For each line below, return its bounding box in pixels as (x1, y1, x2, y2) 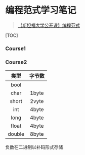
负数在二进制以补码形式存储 (5, 144, 63, 150)
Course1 (5, 45, 26, 52)
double (8, 131, 24, 138)
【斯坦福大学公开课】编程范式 (17, 22, 80, 28)
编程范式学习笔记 (5, 5, 77, 16)
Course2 (5, 59, 27, 66)
